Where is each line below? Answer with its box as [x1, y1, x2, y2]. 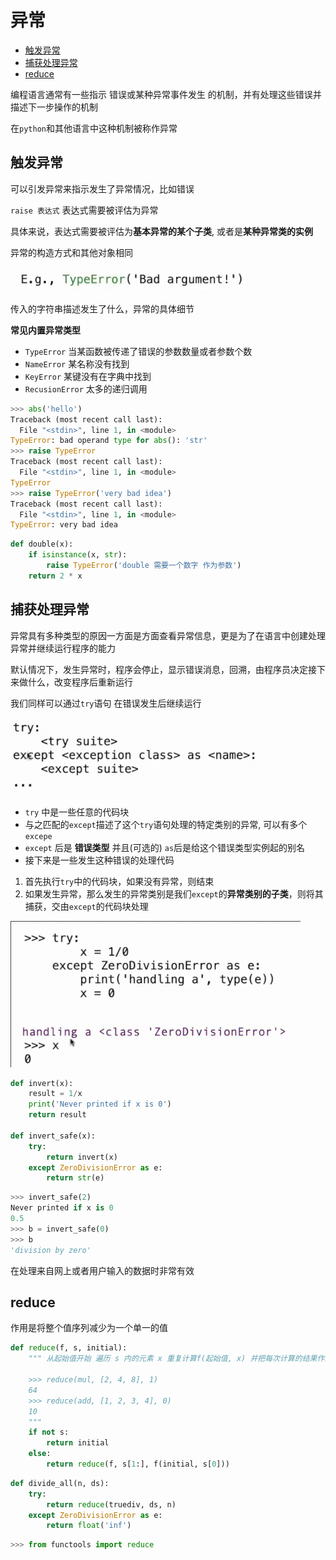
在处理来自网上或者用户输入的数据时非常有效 [10, 1264, 195, 1276]
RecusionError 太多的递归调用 [24, 382, 148, 395]
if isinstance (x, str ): [28, 550, 128, 560]
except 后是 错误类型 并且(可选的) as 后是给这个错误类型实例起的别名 [24, 841, 306, 853]
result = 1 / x [28, 1089, 83, 1099]
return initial [46, 1438, 110, 1448]
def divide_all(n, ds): [10, 1478, 110, 1488]
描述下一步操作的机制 [10, 101, 98, 113]
